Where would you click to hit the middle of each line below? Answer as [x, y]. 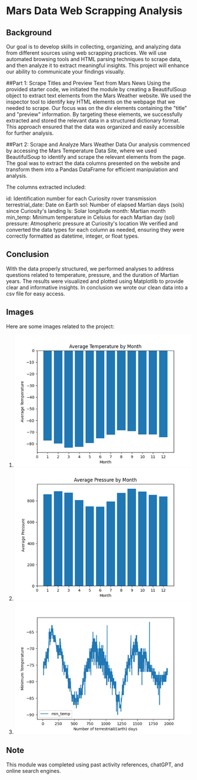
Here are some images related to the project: [60, 326]
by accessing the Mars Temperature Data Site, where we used [81, 151]
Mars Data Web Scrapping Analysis [94, 11]
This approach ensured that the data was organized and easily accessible [96, 127]
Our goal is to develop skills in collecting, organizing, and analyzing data [94, 46]
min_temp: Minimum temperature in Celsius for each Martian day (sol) [91, 217]
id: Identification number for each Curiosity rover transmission [81, 199]
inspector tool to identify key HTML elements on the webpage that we [91, 102]
